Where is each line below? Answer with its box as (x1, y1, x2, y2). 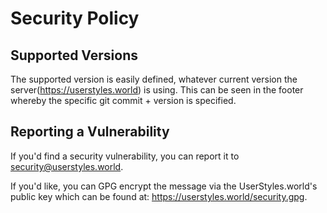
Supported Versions (10, 47, 138, 64)
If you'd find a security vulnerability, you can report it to (10, 150, 240, 162)
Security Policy (10, 7, 140, 30)
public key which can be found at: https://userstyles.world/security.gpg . (10, 190, 308, 202)
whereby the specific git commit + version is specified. (10, 95, 237, 106)
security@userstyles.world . (10, 160, 124, 172)
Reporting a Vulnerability (10, 123, 170, 141)
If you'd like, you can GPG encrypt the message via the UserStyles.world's (10, 180, 318, 192)
